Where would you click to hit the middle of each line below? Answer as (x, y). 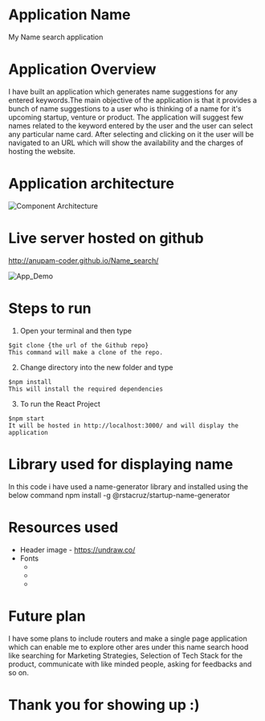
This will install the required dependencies (86, 389)
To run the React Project (60, 403)
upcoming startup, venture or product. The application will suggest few (126, 117)
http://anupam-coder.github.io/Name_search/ (84, 260)
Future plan (47, 616)
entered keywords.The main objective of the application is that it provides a (132, 100)
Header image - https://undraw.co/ (77, 549)
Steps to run (50, 308)
